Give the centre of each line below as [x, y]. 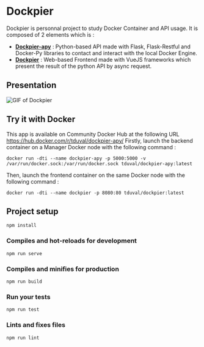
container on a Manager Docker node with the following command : [91, 147]
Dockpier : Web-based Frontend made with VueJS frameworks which [103, 59]
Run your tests [28, 297]
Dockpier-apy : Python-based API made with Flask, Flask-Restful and [103, 47]
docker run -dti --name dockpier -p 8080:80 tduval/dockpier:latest [95, 193]
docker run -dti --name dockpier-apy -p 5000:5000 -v [76, 158]
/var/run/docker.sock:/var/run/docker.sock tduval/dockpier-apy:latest [99, 163]
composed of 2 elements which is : [50, 34]
